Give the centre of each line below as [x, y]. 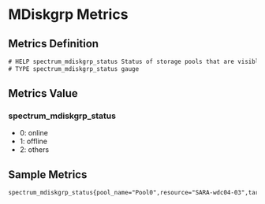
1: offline [33, 141]
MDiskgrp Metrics [68, 15]
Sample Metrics [48, 174]
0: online [34, 133]
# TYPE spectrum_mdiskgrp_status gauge [74, 69]
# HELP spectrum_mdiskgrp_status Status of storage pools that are [121, 61]
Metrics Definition [54, 44]
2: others [34, 150]
